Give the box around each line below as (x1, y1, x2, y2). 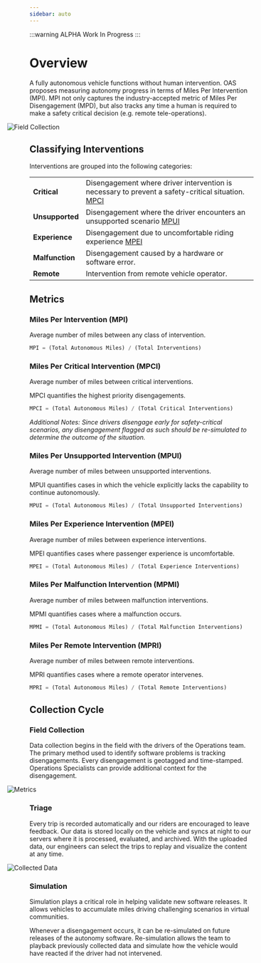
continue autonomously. (29, 489, 100, 497)
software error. (85, 257, 136, 267)
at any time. (29, 849, 64, 858)
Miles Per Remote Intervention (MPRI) (29, 640, 162, 650)
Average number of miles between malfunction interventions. (29, 595, 209, 604)
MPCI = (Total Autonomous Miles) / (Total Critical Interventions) (29, 405, 234, 412)
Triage (29, 803, 53, 813)
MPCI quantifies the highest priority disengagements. (29, 391, 186, 400)
